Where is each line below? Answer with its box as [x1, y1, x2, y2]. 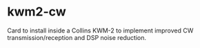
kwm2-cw [7, 4, 67, 20]
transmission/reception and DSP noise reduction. [7, 33, 147, 41]
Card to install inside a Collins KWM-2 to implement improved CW [7, 26, 194, 34]
